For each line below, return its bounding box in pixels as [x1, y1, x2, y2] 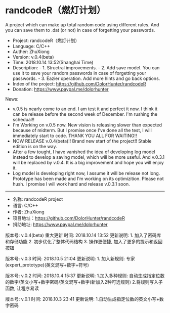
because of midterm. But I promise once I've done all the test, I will [12, 127, 152, 133]
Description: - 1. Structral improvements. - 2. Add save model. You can [12, 64, 160, 71]
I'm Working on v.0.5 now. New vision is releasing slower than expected [12, 122, 162, 128]
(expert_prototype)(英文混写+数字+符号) [5, 261, 90, 268]
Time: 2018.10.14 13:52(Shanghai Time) [12, 59, 94, 65]
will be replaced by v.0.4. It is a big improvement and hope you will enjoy [12, 159, 164, 165]
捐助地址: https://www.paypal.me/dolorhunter [12, 221, 108, 228]
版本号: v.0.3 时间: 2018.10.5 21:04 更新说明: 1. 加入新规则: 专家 [5, 255, 135, 261]
